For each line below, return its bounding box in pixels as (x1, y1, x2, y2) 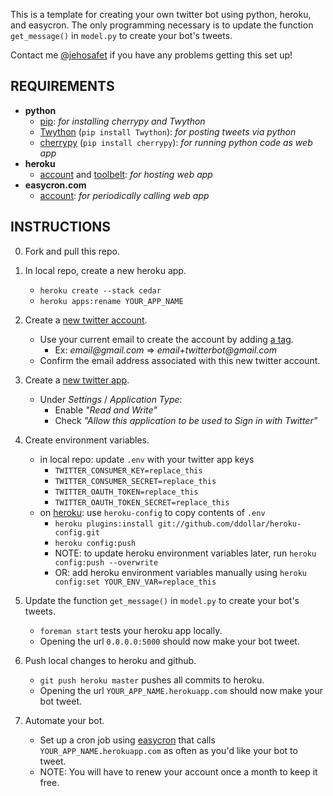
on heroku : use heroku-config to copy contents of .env (39, 506, 266, 518)
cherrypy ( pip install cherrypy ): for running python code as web (39, 136, 313, 148)
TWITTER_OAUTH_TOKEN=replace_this (54, 487, 199, 497)
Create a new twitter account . (24, 314, 148, 326)
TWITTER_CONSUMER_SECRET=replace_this (54, 476, 217, 486)
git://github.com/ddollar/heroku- (158, 519, 302, 529)
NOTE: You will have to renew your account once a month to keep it (39, 765, 318, 778)
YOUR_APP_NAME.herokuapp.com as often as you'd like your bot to (39, 744, 298, 756)
